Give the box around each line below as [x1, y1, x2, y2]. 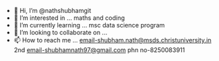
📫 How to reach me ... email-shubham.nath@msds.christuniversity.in [13, 36, 212, 44]
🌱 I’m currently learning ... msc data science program [13, 21, 165, 29]
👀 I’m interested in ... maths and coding [13, 14, 126, 22]
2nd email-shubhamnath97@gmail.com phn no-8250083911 [13, 46, 185, 54]
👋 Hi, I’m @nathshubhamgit [13, 7, 91, 14]
